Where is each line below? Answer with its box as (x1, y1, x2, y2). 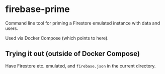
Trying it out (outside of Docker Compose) (5, 49, 140, 58)
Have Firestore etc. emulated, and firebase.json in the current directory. (5, 62, 156, 68)
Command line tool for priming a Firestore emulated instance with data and (5, 20, 160, 26)
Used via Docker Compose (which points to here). (5, 35, 109, 41)
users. (5, 25, 19, 31)
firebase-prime (5, 3, 70, 15)
